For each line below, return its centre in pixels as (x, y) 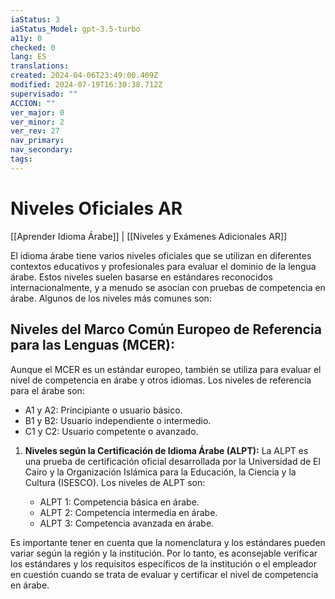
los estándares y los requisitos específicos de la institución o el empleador (164, 563)
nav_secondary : (42, 150)
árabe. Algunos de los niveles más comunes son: (111, 298)
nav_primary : (37, 141)
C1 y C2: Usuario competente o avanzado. (111, 431)
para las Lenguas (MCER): (92, 345)
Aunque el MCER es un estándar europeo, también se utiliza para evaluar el (166, 369)
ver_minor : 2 (37, 122)
